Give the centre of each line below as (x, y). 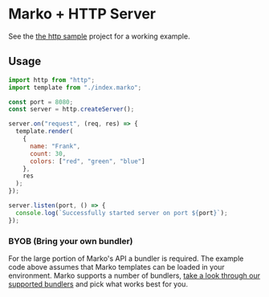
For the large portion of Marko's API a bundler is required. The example (126, 258)
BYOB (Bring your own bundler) (71, 241)
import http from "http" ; (51, 80)
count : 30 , (48, 153)
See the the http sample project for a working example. (99, 36)
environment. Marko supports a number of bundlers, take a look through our (134, 275)
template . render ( (45, 132)
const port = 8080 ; (41, 102)
